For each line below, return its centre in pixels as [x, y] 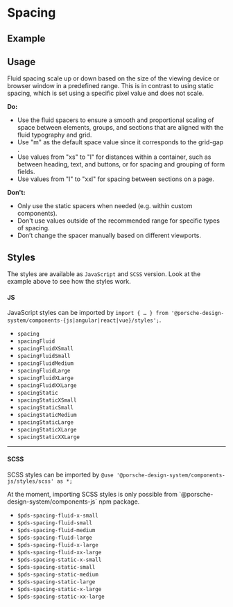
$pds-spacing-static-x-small [59, 560]
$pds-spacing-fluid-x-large [58, 545]
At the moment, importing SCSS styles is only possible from [93, 494]
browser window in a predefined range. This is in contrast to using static [110, 86]
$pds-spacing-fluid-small [54, 523]
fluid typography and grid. [54, 135]
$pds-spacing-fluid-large [54, 538]
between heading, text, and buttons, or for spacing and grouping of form [121, 164]
